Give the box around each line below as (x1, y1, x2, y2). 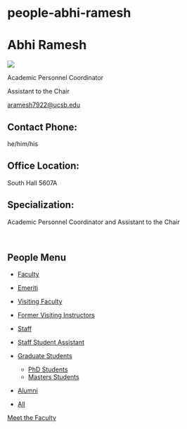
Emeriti (17, 284, 39, 292)
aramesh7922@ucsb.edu (7, 100, 81, 110)
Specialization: (7, 199, 75, 211)
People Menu (7, 251, 67, 263)
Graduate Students (17, 352, 72, 360)
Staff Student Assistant (17, 338, 84, 347)
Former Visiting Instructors (17, 311, 95, 319)
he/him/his (7, 139, 39, 148)
